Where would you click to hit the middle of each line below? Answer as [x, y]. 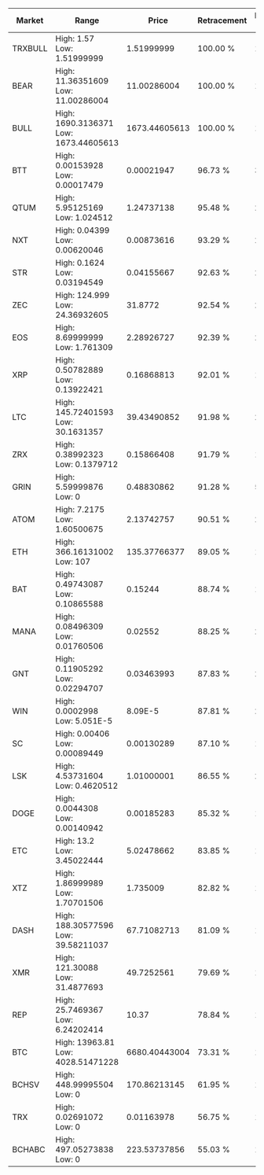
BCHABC [29, 1149]
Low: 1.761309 [84, 347]
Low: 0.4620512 [87, 786]
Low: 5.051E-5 [84, 721]
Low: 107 [73, 562]
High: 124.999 [82, 295]
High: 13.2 [75, 841]
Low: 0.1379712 [87, 464]
